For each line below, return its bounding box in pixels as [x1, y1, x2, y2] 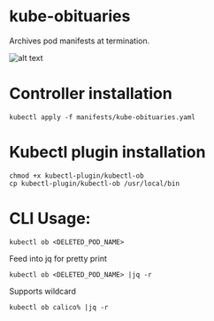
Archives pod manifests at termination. [9, 35, 150, 46]
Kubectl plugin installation [9, 142, 206, 163]
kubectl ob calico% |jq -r [9, 302, 109, 311]
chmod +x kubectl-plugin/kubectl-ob [9, 171, 144, 180]
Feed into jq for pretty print [9, 253, 108, 264]
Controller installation [9, 84, 172, 103]
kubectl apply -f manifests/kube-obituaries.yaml [9, 112, 196, 121]
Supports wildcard [9, 286, 77, 296]
